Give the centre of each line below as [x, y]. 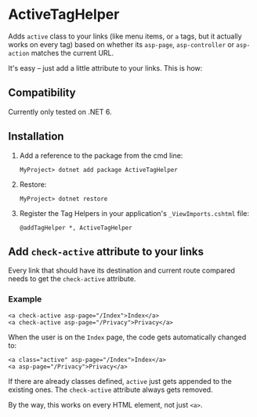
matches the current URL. [72, 53]
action [19, 53]
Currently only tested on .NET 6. [60, 112]
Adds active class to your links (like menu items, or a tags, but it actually [125, 36]
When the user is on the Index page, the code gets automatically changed [127, 337]
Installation [36, 136]
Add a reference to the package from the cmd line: [101, 155]
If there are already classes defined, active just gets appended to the [120, 381]
